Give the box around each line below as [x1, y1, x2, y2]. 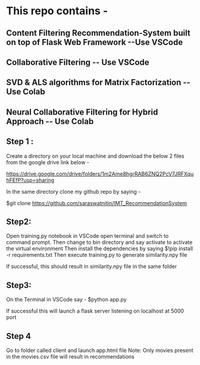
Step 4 [6, 331, 32, 341]
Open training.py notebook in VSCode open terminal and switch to [6, 232, 169, 240]
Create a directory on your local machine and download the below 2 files [6, 152, 185, 159]
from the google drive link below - [6, 159, 90, 166]
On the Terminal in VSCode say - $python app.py [6, 296, 127, 303]
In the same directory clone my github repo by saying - [6, 188, 141, 195]
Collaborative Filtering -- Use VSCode [6, 57, 150, 67]
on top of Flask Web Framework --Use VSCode [6, 37, 183, 47]
